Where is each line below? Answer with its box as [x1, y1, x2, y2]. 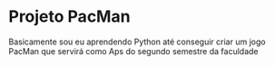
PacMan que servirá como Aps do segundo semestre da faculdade [8, 45, 259, 56]
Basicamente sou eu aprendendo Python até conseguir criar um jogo [8, 36, 266, 47]
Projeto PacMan [8, 6, 131, 27]
